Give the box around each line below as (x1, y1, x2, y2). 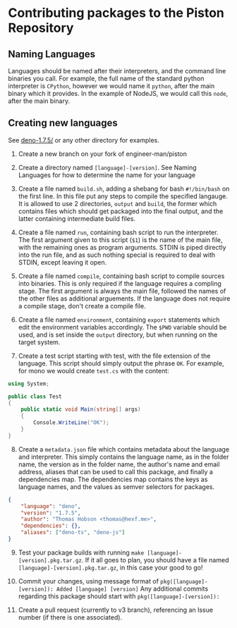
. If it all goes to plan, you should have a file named (81, 555, 229, 564)
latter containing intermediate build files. (18, 214, 136, 223)
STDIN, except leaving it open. (18, 258, 107, 266)
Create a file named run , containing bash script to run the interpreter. (18, 228, 219, 236)
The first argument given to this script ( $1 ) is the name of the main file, (18, 235, 223, 244)
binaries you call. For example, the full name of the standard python (8, 74, 205, 83)
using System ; (8, 380, 50, 387)
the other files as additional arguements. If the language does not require (18, 294, 231, 303)
